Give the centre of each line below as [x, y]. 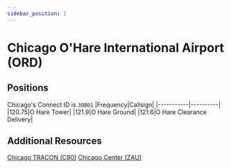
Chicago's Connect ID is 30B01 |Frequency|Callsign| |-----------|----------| [114, 104]
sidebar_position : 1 [37, 13]
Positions [28, 88]
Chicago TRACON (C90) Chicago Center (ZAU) [75, 158]
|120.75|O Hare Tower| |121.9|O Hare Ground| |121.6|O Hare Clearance [107, 112]
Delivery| [20, 119]
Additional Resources [54, 141]
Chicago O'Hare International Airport [115, 47]
